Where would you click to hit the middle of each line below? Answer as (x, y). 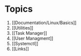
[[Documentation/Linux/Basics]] (44, 23)
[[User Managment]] (32, 38)
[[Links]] (20, 49)
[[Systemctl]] (25, 43)
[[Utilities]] (22, 28)
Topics (19, 9)
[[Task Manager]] (29, 33)
